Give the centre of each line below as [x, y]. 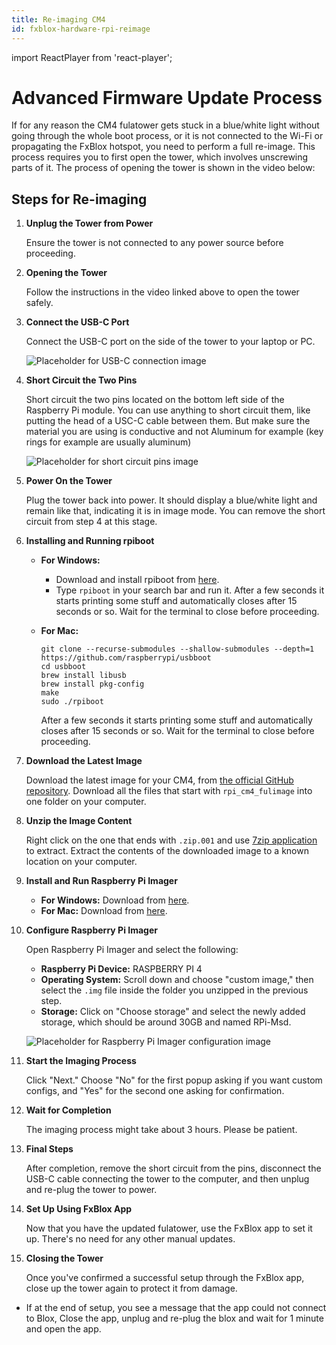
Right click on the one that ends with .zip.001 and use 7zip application [171, 840]
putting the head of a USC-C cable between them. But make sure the [168, 421]
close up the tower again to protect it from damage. [131, 1288]
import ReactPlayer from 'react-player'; [92, 57]
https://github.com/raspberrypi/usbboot [126, 658]
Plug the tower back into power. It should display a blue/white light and [171, 500]
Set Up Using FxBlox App [79, 1209]
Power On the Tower [69, 481]
